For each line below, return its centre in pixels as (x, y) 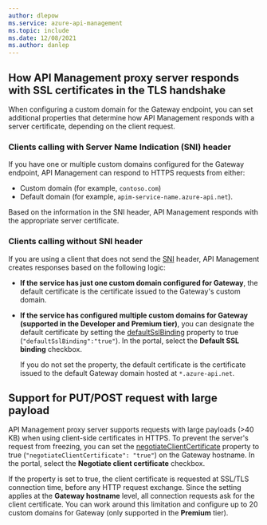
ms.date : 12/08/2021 (43, 38)
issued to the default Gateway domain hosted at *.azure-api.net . (127, 373)
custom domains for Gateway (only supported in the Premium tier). (118, 513)
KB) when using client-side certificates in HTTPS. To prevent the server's (129, 438)
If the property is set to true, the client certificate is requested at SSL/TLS (129, 479)
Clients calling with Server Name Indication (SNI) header (120, 147)
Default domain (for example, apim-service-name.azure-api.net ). (126, 197)
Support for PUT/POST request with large (113, 398)
